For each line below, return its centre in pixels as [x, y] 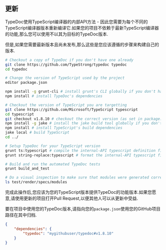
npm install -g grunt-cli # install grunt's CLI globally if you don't [80, 92]
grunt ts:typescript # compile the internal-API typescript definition [80, 150]
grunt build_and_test [27, 169]
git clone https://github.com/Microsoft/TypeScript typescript [72, 109]
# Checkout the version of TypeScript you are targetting [66, 105]
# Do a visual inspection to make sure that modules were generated [77, 178]
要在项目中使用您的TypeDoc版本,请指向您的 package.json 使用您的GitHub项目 [83, 209]
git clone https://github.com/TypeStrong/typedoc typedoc [66, 65]
